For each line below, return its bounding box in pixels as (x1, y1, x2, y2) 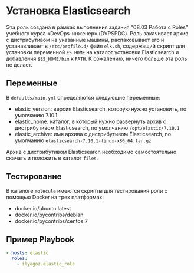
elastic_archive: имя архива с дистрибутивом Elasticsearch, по (14, 130, 172, 137)
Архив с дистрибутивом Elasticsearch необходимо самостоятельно (6, 148, 177, 155)
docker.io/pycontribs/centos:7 (14, 217, 88, 225)
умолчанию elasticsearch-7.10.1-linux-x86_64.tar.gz (14, 137, 152, 144)
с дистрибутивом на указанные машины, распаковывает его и (6, 36, 165, 43)
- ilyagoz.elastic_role (17, 261, 75, 267)
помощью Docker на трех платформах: (6, 193, 104, 200)
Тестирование (6, 172, 62, 182)
